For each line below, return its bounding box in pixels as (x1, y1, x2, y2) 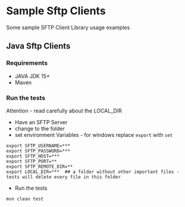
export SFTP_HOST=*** (6, 153, 60, 159)
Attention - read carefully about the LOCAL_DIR (6, 107, 122, 114)
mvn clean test (6, 196, 44, 202)
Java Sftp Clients (6, 41, 71, 51)
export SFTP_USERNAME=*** (6, 143, 70, 149)
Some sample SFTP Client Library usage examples (6, 24, 130, 31)
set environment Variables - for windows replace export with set (14, 131, 173, 138)
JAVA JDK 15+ (14, 73, 51, 80)
